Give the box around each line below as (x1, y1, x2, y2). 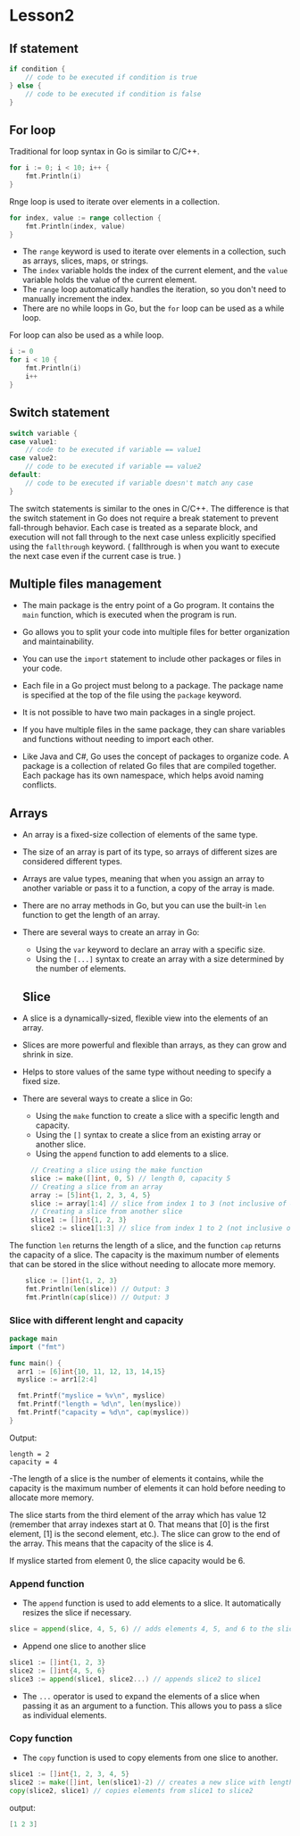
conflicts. (21, 780, 57, 790)
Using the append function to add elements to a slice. (35, 1148, 229, 1159)
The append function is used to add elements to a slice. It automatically (21, 1598, 281, 1608)
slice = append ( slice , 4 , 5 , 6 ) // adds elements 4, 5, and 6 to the (9, 1624, 274, 1634)
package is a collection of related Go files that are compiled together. (21, 761, 277, 772)
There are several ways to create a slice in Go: (21, 1093, 194, 1104)
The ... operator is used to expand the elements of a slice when (21, 1690, 261, 1701)
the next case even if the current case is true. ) (9, 550, 181, 561)
